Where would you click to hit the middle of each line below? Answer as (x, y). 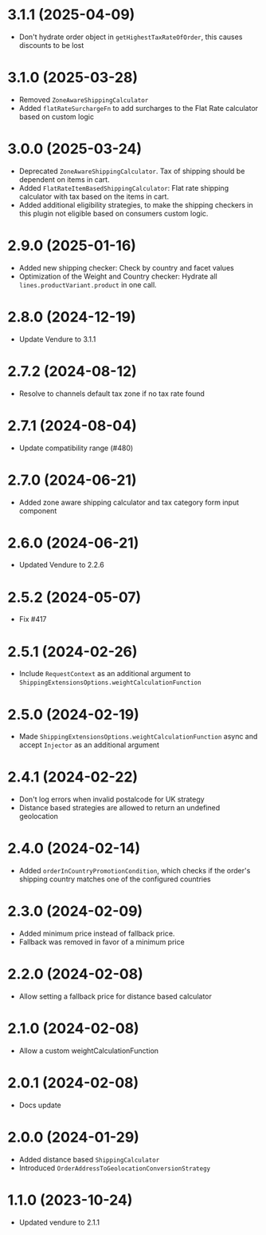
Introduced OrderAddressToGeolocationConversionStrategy (115, 1168)
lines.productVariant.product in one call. (88, 284)
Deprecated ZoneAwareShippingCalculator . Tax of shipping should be (132, 171)
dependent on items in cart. (64, 179)
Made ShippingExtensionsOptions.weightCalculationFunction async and (138, 737)
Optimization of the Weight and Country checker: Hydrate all (118, 276)
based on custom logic (57, 117)
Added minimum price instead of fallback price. (97, 934)
